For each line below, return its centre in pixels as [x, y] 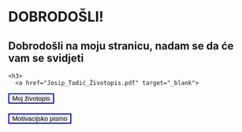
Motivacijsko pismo [40, 118]
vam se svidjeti [46, 58]
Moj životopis [32, 98]
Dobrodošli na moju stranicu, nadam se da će [121, 46]
